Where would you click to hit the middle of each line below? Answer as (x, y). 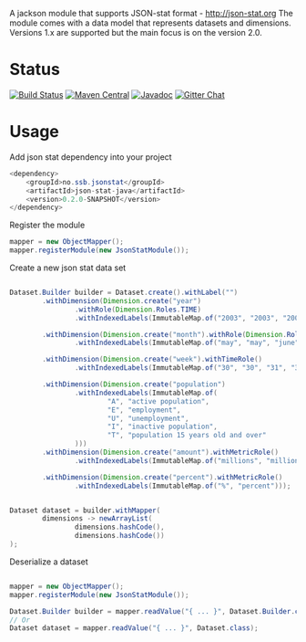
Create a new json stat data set (68, 268)
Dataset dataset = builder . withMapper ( (85, 510)
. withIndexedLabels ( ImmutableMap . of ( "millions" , (168, 460)
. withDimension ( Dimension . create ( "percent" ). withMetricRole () (163, 477)
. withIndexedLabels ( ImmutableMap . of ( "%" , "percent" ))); (183, 486)
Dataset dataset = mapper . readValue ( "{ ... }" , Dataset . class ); (134, 628)
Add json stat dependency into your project (91, 157)
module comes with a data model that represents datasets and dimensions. (150, 23)
